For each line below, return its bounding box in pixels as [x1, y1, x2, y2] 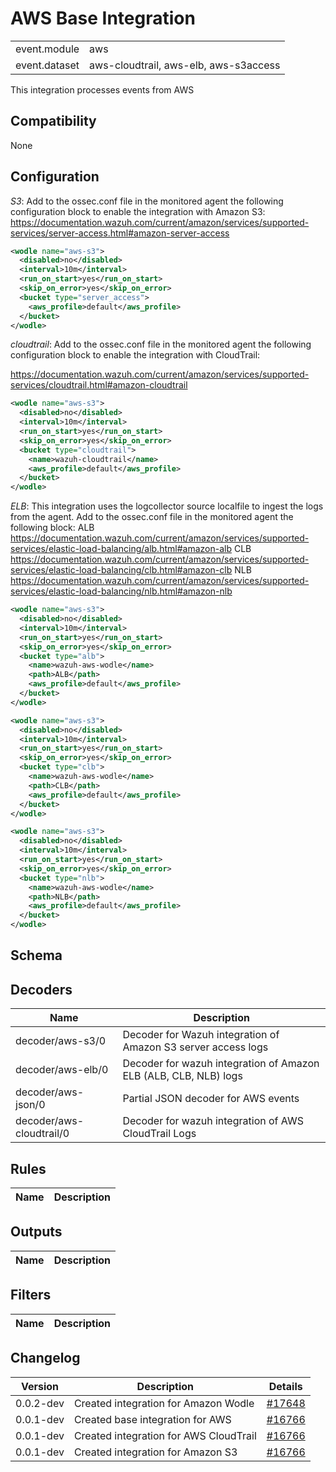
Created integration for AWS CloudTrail [73, 1428, 257, 1442]
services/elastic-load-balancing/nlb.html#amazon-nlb [10, 585, 233, 597]
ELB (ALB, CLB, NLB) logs [122, 1069, 243, 1083]
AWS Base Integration [10, 7, 196, 30]
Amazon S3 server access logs [122, 1040, 269, 1054]
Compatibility [10, 113, 97, 130]
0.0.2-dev [15, 1396, 65, 1410]
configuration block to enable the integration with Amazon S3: [10, 205, 266, 217]
